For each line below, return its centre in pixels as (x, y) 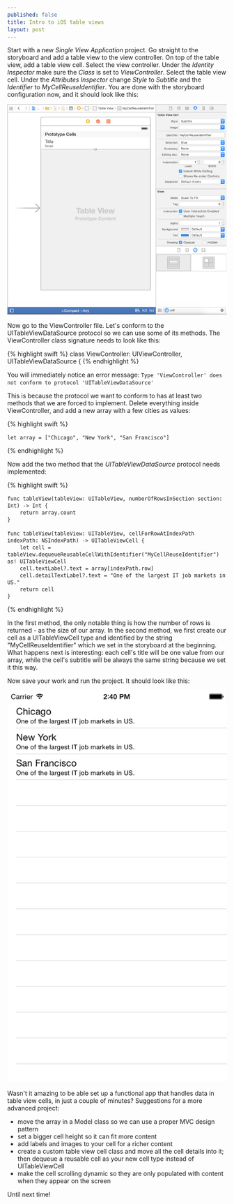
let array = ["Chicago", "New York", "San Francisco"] (88, 438)
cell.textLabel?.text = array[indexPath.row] (87, 569)
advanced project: (33, 1108)
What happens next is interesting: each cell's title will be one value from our (116, 653)
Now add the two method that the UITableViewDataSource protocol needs (114, 465)
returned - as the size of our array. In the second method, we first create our (117, 631)
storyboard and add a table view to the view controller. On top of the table (113, 58)
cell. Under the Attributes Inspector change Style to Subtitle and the (104, 80)
